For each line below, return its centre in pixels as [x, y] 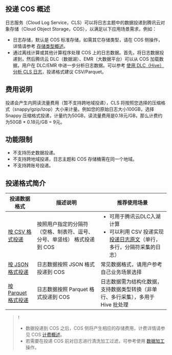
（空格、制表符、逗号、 [65, 232]
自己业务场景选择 [121, 272]
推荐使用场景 [133, 203]
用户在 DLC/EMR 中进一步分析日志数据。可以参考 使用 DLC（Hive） [93, 65]
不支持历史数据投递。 [35, 153]
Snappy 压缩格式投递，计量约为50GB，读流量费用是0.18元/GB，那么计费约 [84, 115]
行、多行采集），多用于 [128, 297]
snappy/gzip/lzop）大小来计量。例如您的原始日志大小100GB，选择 [84, 109]
